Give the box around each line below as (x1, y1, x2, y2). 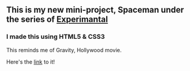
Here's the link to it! (6, 58, 55, 66)
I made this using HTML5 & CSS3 (6, 33, 105, 41)
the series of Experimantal (6, 15, 108, 25)
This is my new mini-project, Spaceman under (6, 5, 184, 15)
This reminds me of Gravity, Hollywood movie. (6, 46, 122, 53)
